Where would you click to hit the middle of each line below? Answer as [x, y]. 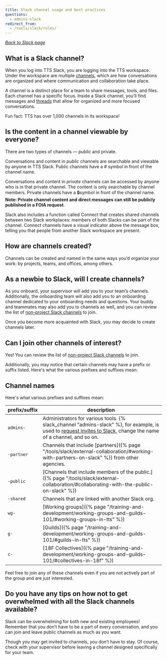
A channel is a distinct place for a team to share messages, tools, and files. [82, 90]
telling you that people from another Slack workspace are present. [73, 230]
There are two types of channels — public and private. [61, 151]
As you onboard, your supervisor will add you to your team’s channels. [77, 291]
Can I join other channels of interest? [63, 343]
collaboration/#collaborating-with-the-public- [98, 484]
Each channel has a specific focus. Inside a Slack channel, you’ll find [76, 96]
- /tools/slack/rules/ [33, 28]
